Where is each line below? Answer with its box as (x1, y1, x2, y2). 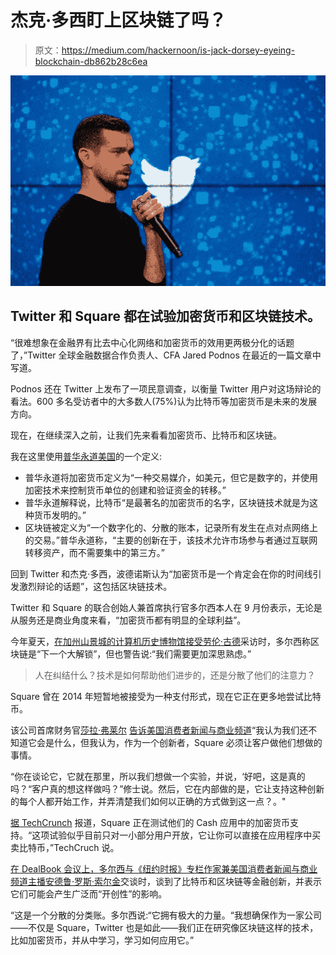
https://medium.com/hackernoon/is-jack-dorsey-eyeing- (61, 44, 296, 56)
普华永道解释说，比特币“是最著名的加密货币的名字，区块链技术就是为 (24, 496, 310, 508)
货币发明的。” (33, 509, 87, 521)
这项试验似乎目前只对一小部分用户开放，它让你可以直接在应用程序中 (31, 829, 313, 841)
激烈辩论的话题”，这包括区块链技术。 (18, 580, 173, 592)
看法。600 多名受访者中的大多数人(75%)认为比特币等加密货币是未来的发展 (10, 395, 318, 407)
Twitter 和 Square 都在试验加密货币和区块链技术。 (10, 308, 321, 325)
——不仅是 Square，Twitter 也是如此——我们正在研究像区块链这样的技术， (10, 921, 319, 933)
